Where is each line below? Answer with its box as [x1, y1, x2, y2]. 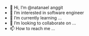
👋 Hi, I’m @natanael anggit [9, 5, 64, 10]
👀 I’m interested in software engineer [9, 10, 84, 16]
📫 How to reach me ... [9, 26, 55, 31]
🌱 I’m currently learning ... [9, 15, 62, 20]
